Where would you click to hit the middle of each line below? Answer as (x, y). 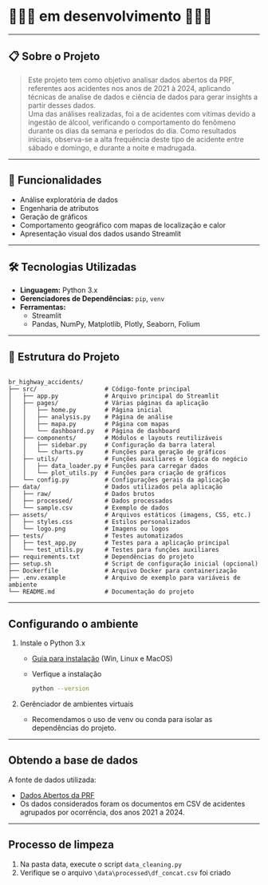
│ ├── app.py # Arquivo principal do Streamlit (114, 396)
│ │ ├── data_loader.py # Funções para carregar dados (108, 466)
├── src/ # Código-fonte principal (100, 389)
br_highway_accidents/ (46, 383)
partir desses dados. (61, 105)
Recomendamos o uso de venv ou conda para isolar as (122, 719)
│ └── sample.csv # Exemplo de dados (89, 508)
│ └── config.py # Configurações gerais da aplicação (119, 480)
